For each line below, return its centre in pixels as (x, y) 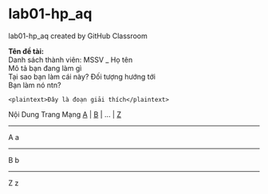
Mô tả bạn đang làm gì (45, 68)
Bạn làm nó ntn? (35, 85)
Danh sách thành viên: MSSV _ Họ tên (71, 60)
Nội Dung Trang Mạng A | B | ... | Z (65, 114)
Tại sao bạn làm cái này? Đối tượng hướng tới (82, 76)
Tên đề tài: (26, 51)
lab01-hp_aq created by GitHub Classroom (78, 36)
